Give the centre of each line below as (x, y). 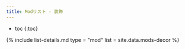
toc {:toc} (26, 28)
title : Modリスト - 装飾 (35, 12)
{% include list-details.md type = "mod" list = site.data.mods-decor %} (93, 40)
